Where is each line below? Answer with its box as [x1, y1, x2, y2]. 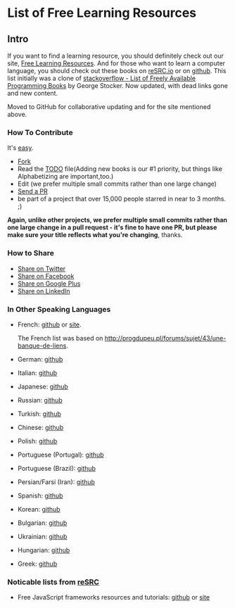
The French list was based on [17, 334, 103, 342]
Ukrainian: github [17, 532, 68, 540]
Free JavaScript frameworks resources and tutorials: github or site [17, 593, 210, 602]
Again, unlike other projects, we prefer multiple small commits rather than [7, 216, 227, 224]
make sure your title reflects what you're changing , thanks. [7, 231, 183, 239]
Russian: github [17, 395, 63, 404]
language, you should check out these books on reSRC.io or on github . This [7, 67, 227, 75]
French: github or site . [17, 320, 82, 329]
